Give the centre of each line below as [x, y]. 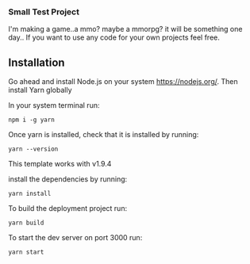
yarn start [26, 252]
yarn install [30, 194]
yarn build [26, 223]
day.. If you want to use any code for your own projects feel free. [114, 37]
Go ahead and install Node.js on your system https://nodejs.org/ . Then [123, 82]
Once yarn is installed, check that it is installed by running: [104, 135]
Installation [37, 62]
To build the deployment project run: [68, 209]
